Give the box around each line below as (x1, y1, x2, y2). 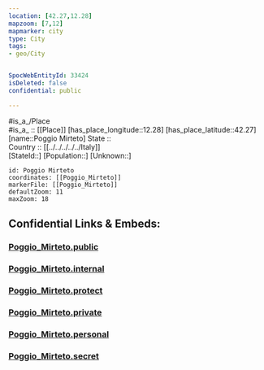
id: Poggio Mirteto (8, 166, 75, 175)
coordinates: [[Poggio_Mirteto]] (8, 173, 122, 181)
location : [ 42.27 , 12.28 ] (8, 11, 93, 20)
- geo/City (8, 50, 45, 58)
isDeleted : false (8, 79, 67, 87)
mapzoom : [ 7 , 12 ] (8, 20, 63, 28)
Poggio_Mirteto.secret (8, 350, 100, 362)
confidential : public (8, 86, 82, 94)
